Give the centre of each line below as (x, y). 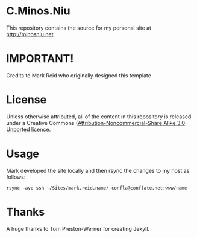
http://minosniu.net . (31, 34)
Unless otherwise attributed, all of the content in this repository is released (99, 117)
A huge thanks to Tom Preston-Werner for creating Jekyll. (78, 228)
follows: (16, 177)
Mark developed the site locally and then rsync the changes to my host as (98, 170)
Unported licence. (29, 129)
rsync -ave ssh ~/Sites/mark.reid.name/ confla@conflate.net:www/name (97, 188)
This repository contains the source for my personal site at (79, 28)
